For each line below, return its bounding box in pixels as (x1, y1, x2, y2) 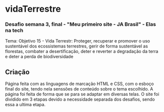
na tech (5, 27, 23, 34)
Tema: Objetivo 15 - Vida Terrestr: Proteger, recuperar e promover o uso (5, 38, 150, 44)
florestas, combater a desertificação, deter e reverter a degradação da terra (5, 48, 159, 54)
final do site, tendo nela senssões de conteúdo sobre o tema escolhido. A (5, 86, 153, 92)
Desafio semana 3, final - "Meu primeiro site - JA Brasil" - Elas (5, 21, 156, 28)
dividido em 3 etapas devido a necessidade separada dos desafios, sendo (5, 96, 155, 102)
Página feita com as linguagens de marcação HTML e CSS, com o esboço (5, 81, 154, 87)
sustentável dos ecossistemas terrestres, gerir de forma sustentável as (5, 43, 148, 49)
